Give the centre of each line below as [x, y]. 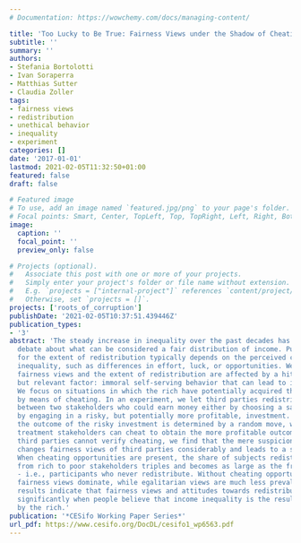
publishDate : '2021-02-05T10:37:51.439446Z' [94, 316]
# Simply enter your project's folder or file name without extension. [150, 283]
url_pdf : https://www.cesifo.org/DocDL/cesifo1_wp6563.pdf [122, 524]
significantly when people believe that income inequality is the [144, 499]
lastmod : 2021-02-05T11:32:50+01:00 [77, 167]
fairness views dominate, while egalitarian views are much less [142, 483]
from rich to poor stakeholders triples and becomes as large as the [150, 466]
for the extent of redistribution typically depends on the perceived [152, 358]
